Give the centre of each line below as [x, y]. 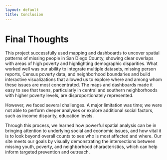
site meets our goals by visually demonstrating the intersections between [80, 141]
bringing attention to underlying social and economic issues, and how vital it [83, 131]
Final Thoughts [37, 39]
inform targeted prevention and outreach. [48, 152]
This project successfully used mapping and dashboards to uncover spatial [82, 53]
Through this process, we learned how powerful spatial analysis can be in [81, 125]
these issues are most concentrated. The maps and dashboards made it [79, 85]
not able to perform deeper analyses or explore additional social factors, [79, 110]
